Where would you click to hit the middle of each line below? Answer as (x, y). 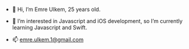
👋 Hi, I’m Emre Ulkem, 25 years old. (56, 9)
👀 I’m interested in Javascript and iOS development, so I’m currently (97, 21)
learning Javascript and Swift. (49, 28)
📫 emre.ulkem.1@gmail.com (48, 40)
